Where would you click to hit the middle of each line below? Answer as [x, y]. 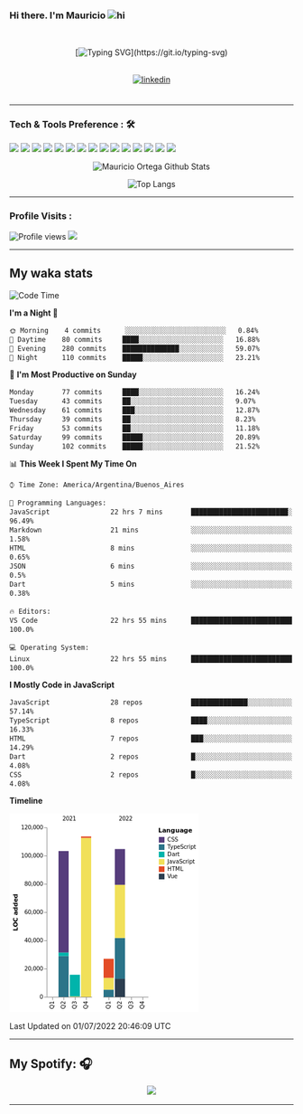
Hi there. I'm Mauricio [58, 15]
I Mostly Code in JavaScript [62, 684]
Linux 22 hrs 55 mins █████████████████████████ [151, 659]
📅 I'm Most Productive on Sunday [73, 374]
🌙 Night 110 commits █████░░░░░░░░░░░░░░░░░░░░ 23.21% [134, 357]
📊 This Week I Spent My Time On [73, 463]
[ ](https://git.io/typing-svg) [151, 52]
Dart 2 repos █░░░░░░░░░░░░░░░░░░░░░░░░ [151, 756]
